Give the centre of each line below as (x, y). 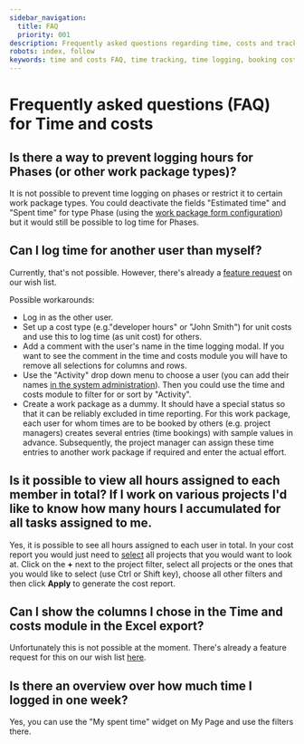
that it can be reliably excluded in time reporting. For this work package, (157, 413)
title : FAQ (38, 26)
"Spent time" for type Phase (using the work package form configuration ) (146, 213)
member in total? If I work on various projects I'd (148, 495)
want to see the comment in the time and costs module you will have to (155, 355)
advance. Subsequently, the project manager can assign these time (148, 442)
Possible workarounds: (52, 299)
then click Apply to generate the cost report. (93, 583)
